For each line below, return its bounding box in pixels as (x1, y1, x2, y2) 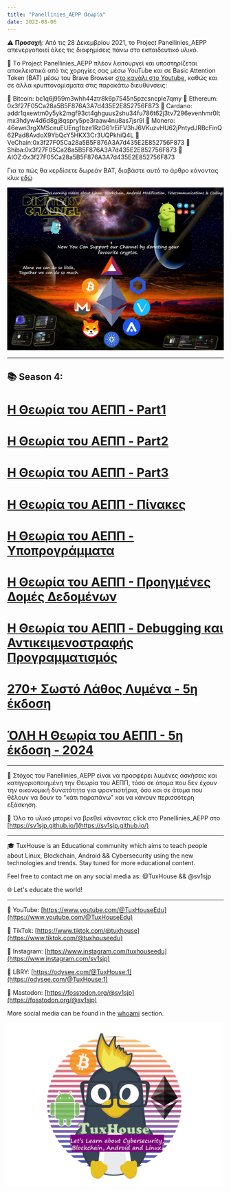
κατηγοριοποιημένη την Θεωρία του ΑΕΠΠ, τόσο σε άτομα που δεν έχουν (7, 779, 218, 787)
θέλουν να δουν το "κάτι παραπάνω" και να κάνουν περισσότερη (7, 794, 195, 802)
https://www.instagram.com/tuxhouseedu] (47, 947, 167, 956)
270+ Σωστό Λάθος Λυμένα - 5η (7, 681, 198, 697)
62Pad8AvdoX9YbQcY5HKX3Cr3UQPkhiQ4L (7, 131, 134, 139)
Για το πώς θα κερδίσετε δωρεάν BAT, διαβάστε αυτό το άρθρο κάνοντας (7, 166, 219, 174)
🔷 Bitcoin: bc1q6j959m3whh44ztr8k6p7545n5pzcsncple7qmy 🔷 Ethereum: (7, 94, 219, 103)
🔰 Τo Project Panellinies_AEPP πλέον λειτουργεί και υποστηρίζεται (7, 59, 197, 67)
